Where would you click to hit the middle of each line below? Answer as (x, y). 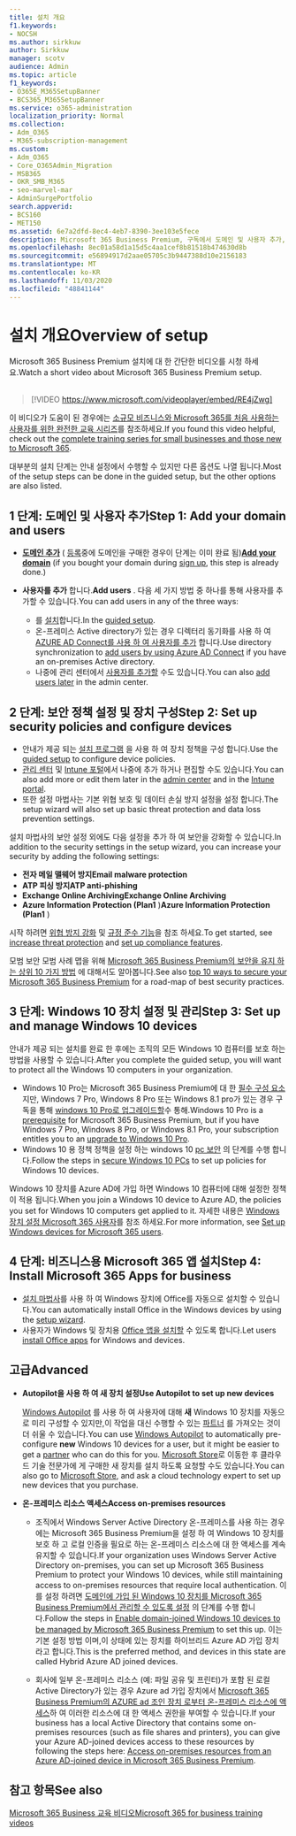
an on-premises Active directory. (95, 662)
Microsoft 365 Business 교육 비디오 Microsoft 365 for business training (136, 1813)
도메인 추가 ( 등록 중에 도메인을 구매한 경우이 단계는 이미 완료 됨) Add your (149, 553)
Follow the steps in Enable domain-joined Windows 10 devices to (163, 1618)
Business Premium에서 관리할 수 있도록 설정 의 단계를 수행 (137, 1607)
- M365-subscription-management (68, 141)
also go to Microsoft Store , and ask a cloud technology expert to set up (151, 1475)
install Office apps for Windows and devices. (103, 1340)
